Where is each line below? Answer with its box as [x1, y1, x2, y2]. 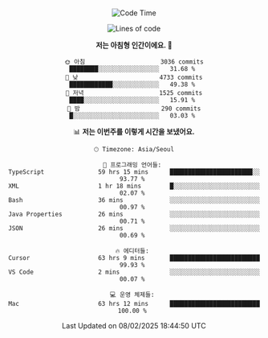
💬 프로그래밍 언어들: [103, 161, 162, 169]
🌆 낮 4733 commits [65, 73, 203, 81]
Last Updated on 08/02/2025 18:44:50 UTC [62, 321, 206, 330]
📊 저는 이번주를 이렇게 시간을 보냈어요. [72, 127, 196, 136]
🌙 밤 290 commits [67, 105, 201, 113]
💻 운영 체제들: [110, 291, 155, 299]
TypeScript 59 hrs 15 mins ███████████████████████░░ [8, 168, 260, 176]
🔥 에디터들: [115, 247, 149, 255]
